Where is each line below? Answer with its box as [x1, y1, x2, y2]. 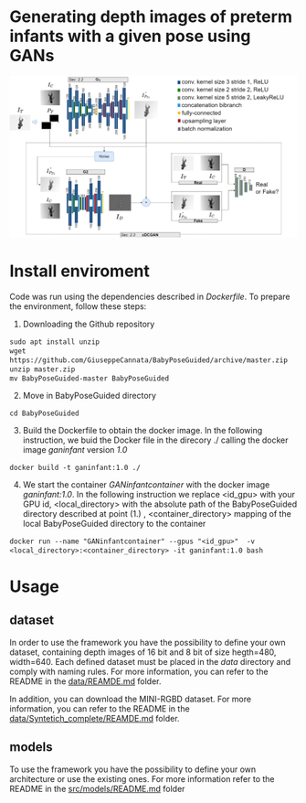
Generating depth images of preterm [9, 6, 292, 27]
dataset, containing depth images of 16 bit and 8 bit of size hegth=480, [9, 647, 277, 658]
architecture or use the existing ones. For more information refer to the [9, 773, 275, 784]
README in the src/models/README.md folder [9, 783, 185, 794]
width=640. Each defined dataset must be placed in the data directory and [9, 656, 291, 667]
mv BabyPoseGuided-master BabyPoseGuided [9, 373, 170, 383]
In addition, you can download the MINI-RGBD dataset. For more [9, 693, 252, 704]
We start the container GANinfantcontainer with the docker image [22, 478, 270, 490]
